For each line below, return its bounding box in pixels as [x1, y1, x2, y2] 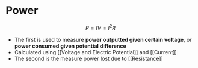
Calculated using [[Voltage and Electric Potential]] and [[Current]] [14, 48, 177, 55]
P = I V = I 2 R [85, 23, 116, 32]
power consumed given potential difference [14, 42, 127, 50]
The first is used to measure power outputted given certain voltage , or [14, 36, 192, 43]
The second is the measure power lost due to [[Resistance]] [14, 55, 163, 62]
